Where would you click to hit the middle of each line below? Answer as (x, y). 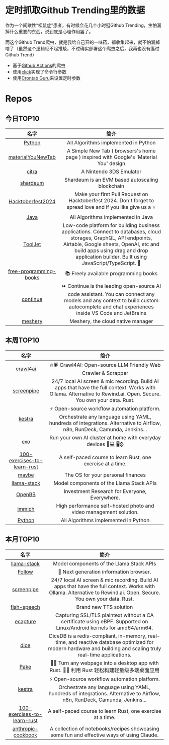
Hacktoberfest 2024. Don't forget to (111, 200)
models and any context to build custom (111, 300)
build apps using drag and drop (111, 251)
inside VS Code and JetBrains (111, 313)
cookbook (25, 735)
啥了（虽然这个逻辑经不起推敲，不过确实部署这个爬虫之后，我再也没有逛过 (82, 48)
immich (26, 509)
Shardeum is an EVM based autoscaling (111, 180)
